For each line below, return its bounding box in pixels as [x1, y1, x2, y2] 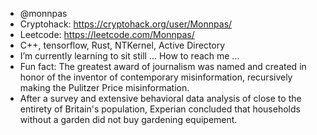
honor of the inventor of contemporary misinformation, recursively [19, 71, 293, 83]
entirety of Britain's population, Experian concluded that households [19, 103, 301, 115]
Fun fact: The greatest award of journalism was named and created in [19, 61, 307, 72]
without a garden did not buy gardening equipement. [19, 114, 238, 125]
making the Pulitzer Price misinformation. [19, 82, 190, 93]
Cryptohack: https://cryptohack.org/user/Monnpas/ [19, 18, 233, 30]
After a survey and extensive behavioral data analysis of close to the [19, 93, 302, 104]
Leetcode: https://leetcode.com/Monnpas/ [19, 29, 195, 40]
